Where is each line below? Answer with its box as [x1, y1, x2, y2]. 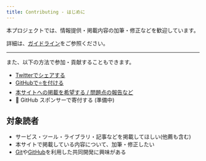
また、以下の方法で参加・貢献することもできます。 [6, 58, 135, 66]
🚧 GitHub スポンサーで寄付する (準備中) [15, 96, 115, 103]
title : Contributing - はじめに [6, 9, 86, 15]
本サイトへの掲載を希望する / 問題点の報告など [15, 88, 134, 95]
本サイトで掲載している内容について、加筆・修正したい [15, 141, 155, 148]
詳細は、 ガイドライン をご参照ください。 [6, 39, 109, 47]
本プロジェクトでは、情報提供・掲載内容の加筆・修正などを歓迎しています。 [6, 26, 199, 34]
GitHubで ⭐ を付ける [15, 79, 64, 86]
